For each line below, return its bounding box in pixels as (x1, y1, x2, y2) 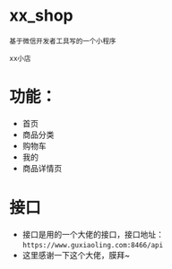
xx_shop (9, 5, 73, 26)
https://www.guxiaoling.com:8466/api (21, 240, 164, 249)
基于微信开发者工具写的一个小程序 (9, 37, 116, 46)
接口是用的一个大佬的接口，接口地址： (21, 229, 164, 239)
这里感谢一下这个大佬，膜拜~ (21, 249, 131, 260)
